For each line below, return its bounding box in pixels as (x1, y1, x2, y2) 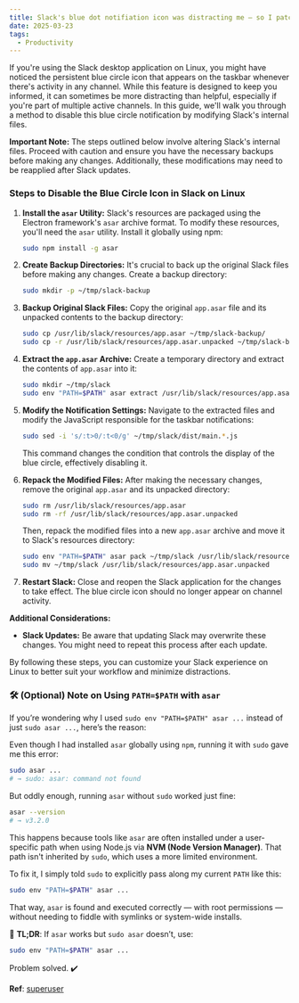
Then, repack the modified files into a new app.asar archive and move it (21, 525, 286, 536)
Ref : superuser (9, 982, 64, 994)
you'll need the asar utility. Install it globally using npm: (21, 226, 223, 237)
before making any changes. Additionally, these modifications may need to (9, 155, 283, 166)
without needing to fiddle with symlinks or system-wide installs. (9, 911, 243, 922)
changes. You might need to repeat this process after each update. (21, 639, 268, 651)
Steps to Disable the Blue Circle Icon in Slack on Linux (9, 187, 246, 200)
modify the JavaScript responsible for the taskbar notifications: (21, 414, 255, 424)
